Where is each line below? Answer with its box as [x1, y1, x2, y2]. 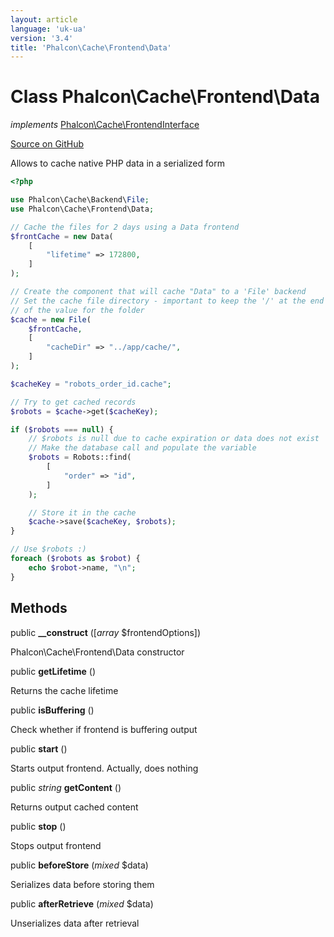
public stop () [10, 820, 67, 832]
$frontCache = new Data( [10, 231, 114, 241]
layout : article [10, 14, 78, 25]
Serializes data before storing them [10, 878, 155, 890]
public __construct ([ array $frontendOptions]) [10, 626, 202, 638]
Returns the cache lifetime [10, 684, 119, 696]
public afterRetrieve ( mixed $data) [10, 897, 154, 910]
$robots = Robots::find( [28, 452, 132, 463]
